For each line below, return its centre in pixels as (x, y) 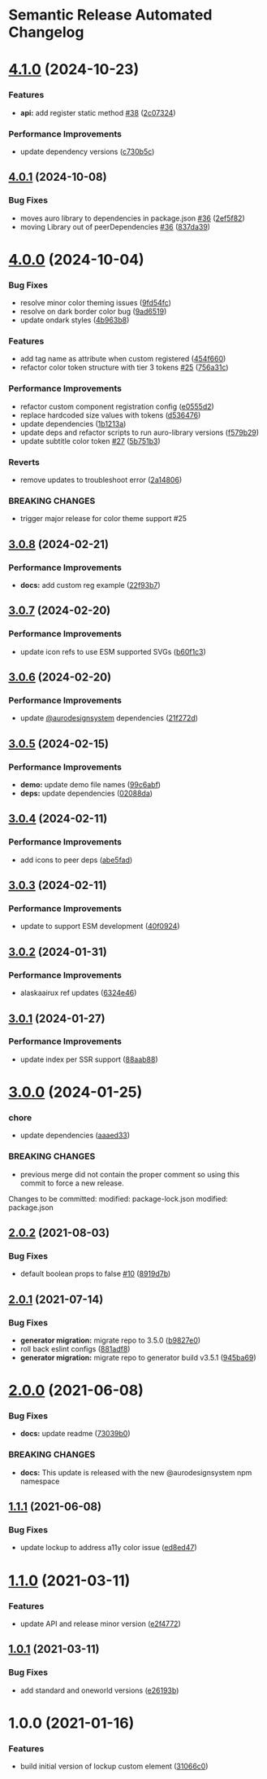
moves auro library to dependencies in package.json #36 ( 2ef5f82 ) (132, 218)
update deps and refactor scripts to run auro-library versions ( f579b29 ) (140, 432)
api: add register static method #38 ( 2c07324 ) (98, 112)
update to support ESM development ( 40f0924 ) (100, 927)
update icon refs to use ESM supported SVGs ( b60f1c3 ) (113, 651)
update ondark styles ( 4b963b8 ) (75, 320)
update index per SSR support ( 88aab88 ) (89, 1059)
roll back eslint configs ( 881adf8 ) (75, 1348)
